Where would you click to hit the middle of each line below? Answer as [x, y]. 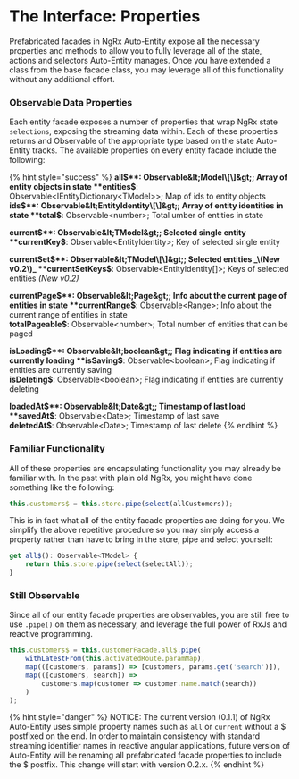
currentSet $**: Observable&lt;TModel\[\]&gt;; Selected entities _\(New [145, 259]
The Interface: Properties [105, 17]
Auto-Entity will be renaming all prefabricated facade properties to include [146, 755]
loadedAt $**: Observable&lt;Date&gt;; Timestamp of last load [128, 406]
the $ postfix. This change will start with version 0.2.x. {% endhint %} [137, 765]
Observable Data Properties [71, 102]
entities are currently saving [61, 370]
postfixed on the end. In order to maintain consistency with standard [135, 736]
